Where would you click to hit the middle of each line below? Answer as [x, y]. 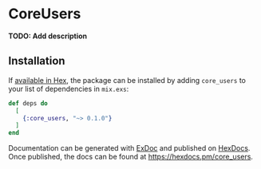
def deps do [28, 103]
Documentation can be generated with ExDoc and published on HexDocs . [129, 148]
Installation [37, 61]
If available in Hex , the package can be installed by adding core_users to [127, 80]
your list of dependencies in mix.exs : [69, 88]
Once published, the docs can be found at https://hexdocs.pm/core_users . [131, 157]
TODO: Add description [48, 36]
